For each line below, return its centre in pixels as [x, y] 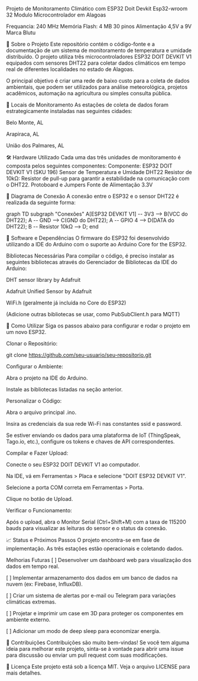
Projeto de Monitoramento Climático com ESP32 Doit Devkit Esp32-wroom [97, 9]
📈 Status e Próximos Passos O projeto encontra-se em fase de [83, 540]
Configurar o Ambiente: [35, 366]
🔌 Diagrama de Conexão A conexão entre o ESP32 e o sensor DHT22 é [92, 196]
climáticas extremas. [31, 602]
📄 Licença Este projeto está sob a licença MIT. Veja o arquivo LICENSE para [98, 666]
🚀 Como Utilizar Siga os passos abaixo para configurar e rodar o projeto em [98, 326]
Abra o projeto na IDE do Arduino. [47, 378]
